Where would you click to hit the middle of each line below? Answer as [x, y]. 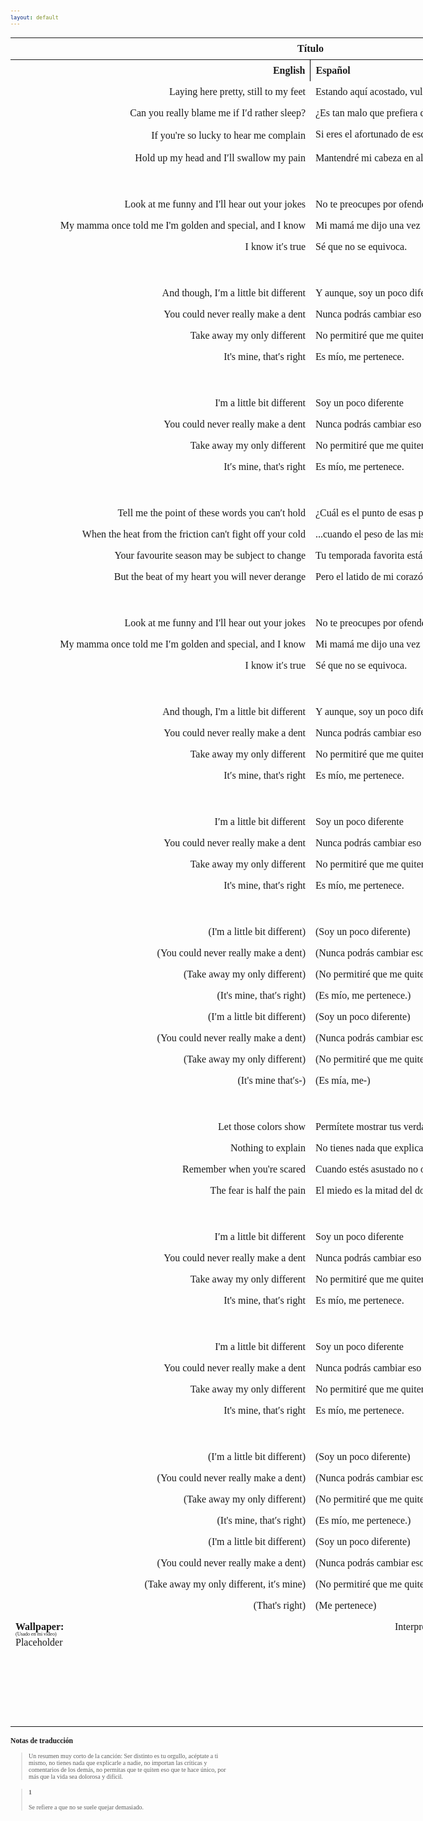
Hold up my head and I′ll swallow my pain [220, 158]
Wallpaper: [40, 1627]
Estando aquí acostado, [361, 91]
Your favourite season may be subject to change [210, 556]
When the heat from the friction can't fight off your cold [193, 534]
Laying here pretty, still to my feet [237, 91]
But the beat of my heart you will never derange [209, 577]
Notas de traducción [41, 1741]
